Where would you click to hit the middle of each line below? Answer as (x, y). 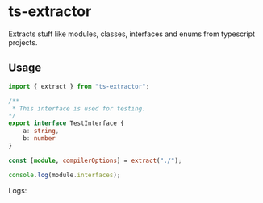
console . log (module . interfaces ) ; (65, 175)
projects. (23, 42)
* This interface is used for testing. (79, 108)
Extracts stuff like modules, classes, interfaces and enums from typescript (132, 34)
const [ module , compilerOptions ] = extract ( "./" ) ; (95, 160)
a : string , (41, 131)
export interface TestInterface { (67, 123)
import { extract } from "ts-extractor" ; (79, 86)
